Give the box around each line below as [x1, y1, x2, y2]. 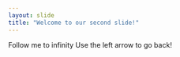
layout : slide [8, 11, 55, 20]
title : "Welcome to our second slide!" [8, 19, 140, 27]
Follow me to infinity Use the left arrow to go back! [8, 40, 172, 49]
